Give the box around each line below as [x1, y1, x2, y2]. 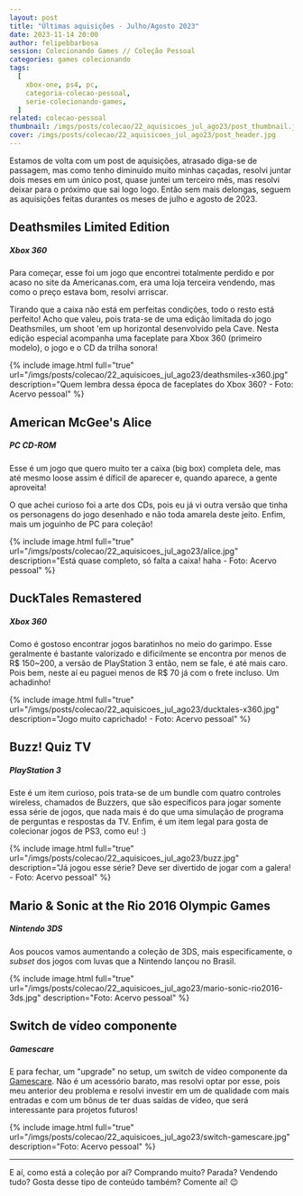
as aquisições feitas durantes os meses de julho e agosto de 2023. [9, 193, 258, 204]
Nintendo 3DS [9, 923, 63, 934]
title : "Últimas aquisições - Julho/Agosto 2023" [9, 22, 200, 31]
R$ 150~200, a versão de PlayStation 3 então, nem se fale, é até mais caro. [9, 657, 289, 668]
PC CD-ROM [9, 440, 57, 451]
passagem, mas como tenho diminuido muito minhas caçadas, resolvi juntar [9, 164, 291, 176]
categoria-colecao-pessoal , [25, 88, 131, 97]
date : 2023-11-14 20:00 [9, 30, 99, 39]
